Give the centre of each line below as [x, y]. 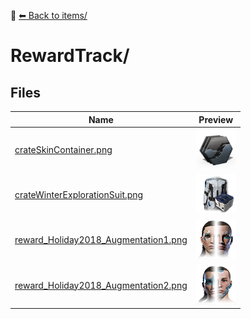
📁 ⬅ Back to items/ [49, 15]
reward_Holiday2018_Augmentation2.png [101, 285]
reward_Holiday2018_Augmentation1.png [101, 240]
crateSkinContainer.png [63, 149]
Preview [216, 119]
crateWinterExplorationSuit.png [79, 194]
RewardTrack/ [70, 56]
